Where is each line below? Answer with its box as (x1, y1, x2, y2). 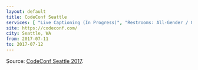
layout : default (6, 8, 46, 15)
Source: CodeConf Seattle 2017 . (6, 57, 84, 65)
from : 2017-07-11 (6, 36, 49, 42)
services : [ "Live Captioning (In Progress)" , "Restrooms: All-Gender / (6, 19, 189, 25)
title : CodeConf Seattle (6, 14, 67, 20)
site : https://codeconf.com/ (6, 25, 78, 31)
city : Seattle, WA (6, 31, 51, 36)
